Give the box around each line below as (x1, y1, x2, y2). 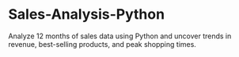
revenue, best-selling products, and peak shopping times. (8, 39, 196, 48)
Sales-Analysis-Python (8, 5, 165, 23)
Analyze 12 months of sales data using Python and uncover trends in (8, 31, 232, 41)
